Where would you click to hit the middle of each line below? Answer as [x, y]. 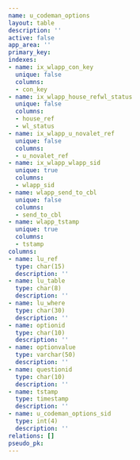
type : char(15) [40, 266]
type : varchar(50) [46, 355]
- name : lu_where [37, 303]
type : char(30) [40, 310]
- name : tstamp [33, 392]
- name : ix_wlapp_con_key [51, 67]
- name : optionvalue [42, 347]
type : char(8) [38, 289]
